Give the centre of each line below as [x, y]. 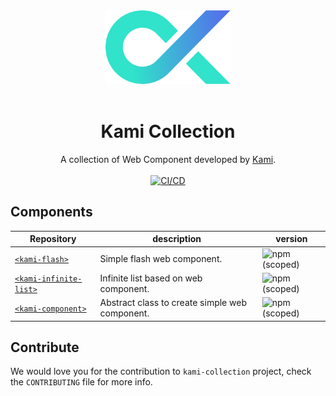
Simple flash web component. [161, 259]
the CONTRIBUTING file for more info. [81, 382]
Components [51, 212]
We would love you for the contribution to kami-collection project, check [161, 371]
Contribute [45, 347]
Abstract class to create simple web [173, 303]
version [291, 239]
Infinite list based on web [151, 278]
